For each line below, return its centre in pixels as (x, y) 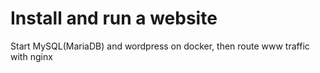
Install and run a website (114, 18)
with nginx (31, 56)
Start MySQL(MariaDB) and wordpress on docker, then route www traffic (160, 46)
